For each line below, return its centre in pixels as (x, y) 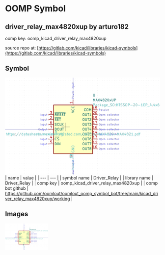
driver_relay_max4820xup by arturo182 (67, 27)
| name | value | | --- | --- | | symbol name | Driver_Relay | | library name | (79, 178)
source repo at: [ (22, 48)
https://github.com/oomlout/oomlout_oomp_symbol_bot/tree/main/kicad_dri (82, 193)
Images (17, 214)
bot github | (17, 188)
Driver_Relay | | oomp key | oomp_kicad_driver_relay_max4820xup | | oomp (82, 183)
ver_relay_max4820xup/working (38, 199)
